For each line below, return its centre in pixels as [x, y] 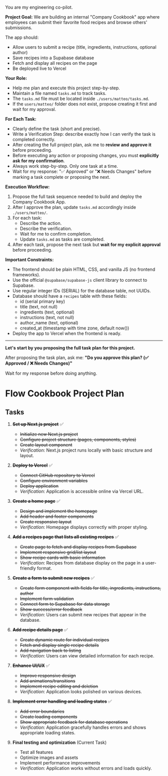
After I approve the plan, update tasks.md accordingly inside [74, 207]
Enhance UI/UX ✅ [31, 666]
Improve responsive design [48, 676]
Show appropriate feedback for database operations [74, 722]
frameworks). [26, 275]
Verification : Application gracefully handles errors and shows [83, 727]
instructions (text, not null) [47, 317]
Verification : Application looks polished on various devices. [81, 692]
